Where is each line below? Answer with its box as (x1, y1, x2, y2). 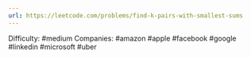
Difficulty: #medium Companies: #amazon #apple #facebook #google (8, 33, 237, 43)
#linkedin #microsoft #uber (8, 41, 97, 52)
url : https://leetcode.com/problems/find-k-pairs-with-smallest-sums (8, 11, 244, 20)
